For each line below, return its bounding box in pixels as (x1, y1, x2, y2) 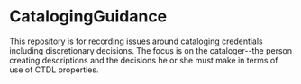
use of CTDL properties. (9, 64, 99, 75)
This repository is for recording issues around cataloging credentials (9, 36, 263, 46)
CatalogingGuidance (9, 6, 168, 27)
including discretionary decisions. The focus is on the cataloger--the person (9, 45, 293, 55)
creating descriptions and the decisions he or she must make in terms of (9, 55, 278, 65)
